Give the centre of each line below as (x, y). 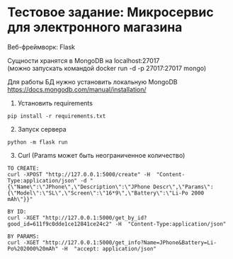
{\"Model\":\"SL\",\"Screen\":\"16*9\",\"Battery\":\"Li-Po (98, 193)
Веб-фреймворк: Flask (41, 47)
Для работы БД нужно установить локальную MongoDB (92, 81)
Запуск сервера (42, 129)
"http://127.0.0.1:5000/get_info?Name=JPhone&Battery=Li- (130, 242)
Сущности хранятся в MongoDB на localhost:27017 (84, 60)
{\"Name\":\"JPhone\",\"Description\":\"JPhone (79, 187)
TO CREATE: (23, 168)
